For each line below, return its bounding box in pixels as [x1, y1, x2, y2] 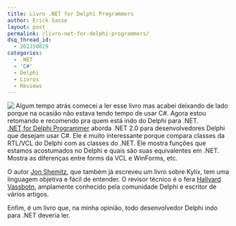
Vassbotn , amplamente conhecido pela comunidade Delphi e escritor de [7, 182, 217, 191]
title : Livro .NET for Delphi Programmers [7, 10, 134, 18]
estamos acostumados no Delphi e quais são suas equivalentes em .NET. [7, 146, 220, 155]
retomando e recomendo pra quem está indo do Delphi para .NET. [7, 117, 199, 125]
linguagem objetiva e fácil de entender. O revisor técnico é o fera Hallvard [7, 175, 221, 184]
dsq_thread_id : [7, 37, 52, 44]
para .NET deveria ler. [7, 211, 70, 220]
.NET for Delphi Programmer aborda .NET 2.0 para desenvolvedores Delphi [7, 124, 225, 132]
